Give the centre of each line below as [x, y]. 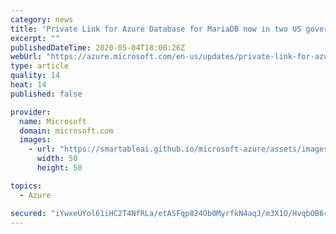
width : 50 [57, 159]
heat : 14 [28, 85]
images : [35, 140]
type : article [40, 66]
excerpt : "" [35, 38]
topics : [26, 186]
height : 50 [59, 168]
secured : [28, 213]
